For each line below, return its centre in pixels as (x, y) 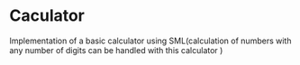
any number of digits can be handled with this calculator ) (116, 50)
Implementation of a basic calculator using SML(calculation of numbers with (150, 41)
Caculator (47, 16)
